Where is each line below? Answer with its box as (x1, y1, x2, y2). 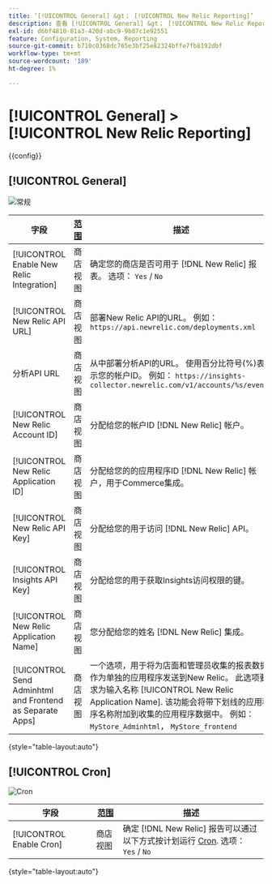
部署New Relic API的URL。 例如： (89, 311, 219, 323)
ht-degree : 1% (8, 65, 57, 73)
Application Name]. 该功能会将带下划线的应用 (89, 696, 263, 707)
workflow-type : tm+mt (8, 49, 82, 58)
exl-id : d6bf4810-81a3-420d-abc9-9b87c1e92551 (8, 27, 168, 35)
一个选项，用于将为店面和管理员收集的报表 (89, 659, 253, 671)
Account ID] (12, 429, 58, 440)
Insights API (12, 573, 58, 585)
